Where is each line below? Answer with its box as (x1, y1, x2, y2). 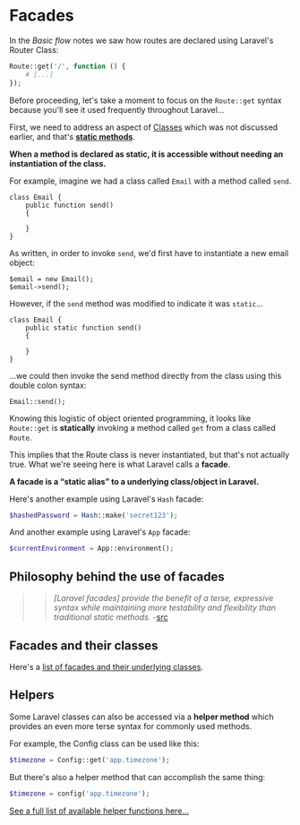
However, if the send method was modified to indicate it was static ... (9, 297, 264, 309)
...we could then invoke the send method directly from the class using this (9, 370, 282, 381)
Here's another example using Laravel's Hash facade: (9, 494, 204, 504)
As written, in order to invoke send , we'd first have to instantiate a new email (9, 247, 289, 258)
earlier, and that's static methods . (9, 131, 136, 142)
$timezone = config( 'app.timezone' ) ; (9, 789, 150, 798)
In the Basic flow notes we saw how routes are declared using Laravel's (9, 35, 274, 46)
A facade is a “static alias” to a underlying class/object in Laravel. (9, 476, 260, 486)
